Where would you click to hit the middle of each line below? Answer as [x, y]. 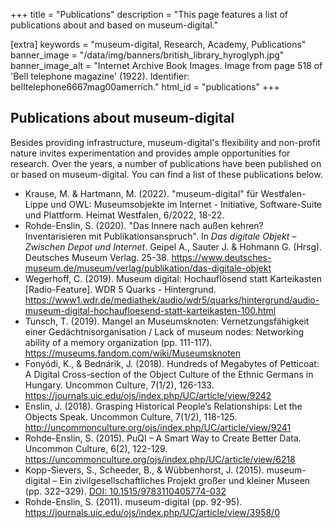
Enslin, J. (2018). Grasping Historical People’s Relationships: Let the [163, 406]
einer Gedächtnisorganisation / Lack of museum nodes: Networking [164, 331]
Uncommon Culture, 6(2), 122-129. [96, 448]
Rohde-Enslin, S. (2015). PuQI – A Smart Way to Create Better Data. [163, 438]
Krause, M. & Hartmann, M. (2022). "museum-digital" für [141, 193]
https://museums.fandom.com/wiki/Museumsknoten [133, 353]
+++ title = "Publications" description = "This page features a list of [149, 14]
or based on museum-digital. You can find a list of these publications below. [166, 174]
